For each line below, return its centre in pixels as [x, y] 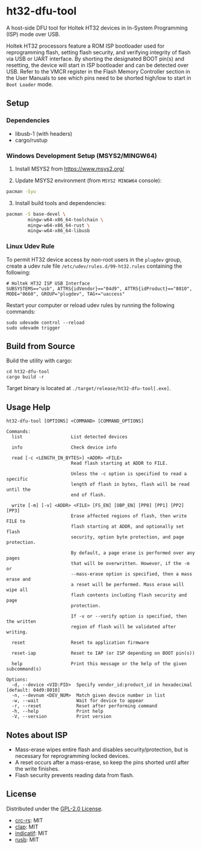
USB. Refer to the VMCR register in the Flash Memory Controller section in [98, 71]
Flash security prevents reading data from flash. [74, 775]
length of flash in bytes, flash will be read [130, 484]
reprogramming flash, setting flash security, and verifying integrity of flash [98, 52]
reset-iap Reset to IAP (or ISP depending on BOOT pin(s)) [104, 653]
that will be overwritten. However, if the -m [130, 564]
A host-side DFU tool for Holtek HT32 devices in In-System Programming [97, 28]
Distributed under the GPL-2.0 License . [55, 809]
